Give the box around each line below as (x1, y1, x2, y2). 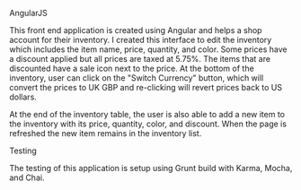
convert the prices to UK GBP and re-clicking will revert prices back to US (9, 82, 283, 92)
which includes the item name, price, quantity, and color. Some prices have (9, 44, 288, 55)
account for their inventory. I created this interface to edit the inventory (9, 35, 272, 45)
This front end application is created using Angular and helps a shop (9, 25, 262, 35)
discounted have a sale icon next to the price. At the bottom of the (9, 63, 254, 73)
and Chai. (9, 172, 45, 183)
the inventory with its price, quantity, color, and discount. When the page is (9, 118, 288, 129)
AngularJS (9, 8, 48, 18)
